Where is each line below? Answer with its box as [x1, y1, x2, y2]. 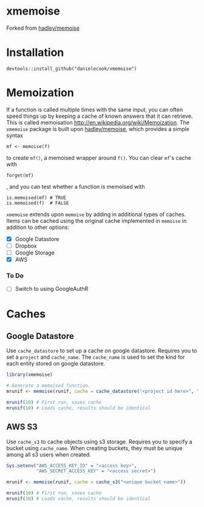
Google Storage [15, 249, 55, 256]
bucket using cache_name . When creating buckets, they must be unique [6, 444, 183, 452]
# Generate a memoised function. [6, 383, 91, 389]
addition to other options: [6, 223, 70, 231]
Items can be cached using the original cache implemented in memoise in [6, 217, 187, 224]
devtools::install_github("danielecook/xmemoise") [6, 66, 137, 72]
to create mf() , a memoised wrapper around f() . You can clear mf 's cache [6, 154, 191, 162]
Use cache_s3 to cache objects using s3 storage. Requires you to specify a [6, 438, 192, 445]
